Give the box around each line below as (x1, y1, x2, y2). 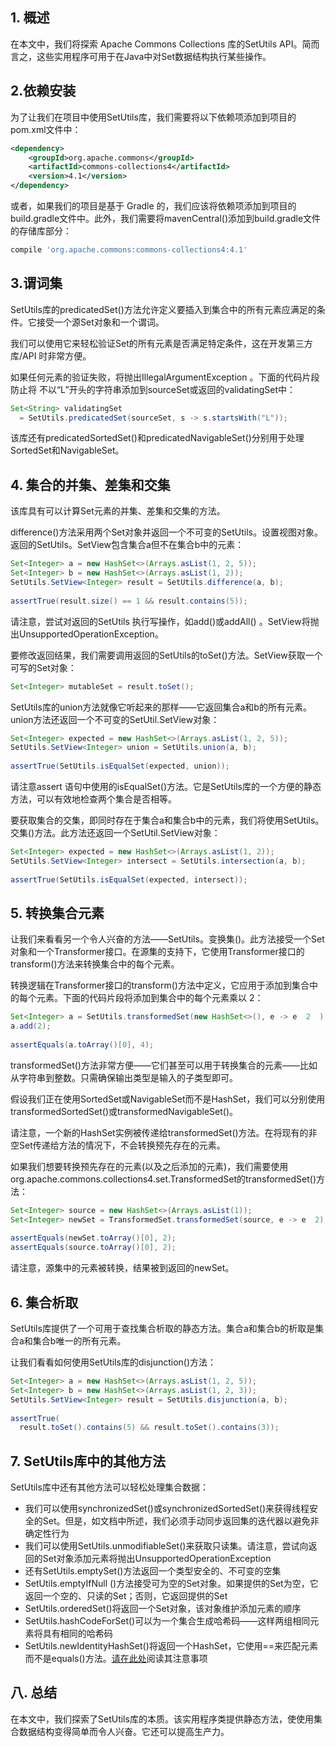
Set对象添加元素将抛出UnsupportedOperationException (42, 1553, 272, 1565)
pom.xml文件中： (10, 123, 82, 135)
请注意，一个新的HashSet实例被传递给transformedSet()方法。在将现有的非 (10, 1126, 318, 1138)
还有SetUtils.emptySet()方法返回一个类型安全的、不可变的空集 (24, 1565, 282, 1577)
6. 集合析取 (10, 1294, 79, 1311)
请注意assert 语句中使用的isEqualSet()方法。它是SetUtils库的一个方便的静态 (10, 781, 322, 792)
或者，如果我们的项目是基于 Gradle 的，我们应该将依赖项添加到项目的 (10, 200, 297, 212)
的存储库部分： (10, 225, 72, 237)
